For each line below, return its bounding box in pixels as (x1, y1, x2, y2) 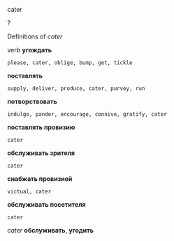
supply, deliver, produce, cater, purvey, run (7, 85, 145, 92)
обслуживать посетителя (7, 200, 86, 208)
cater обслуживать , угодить (7, 226, 94, 234)
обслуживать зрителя (7, 149, 75, 157)
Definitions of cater (7, 32, 63, 41)
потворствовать (7, 97, 57, 105)
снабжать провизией (7, 175, 73, 183)
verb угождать (7, 46, 52, 54)
